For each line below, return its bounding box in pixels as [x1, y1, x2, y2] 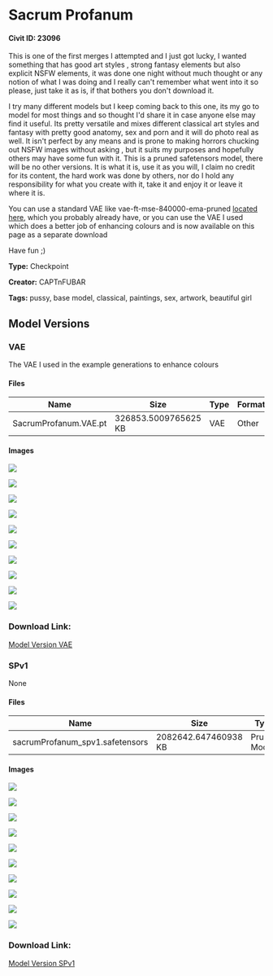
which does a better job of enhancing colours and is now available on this [8, 222, 255, 231]
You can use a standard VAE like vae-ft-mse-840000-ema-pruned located [8, 204, 258, 213]
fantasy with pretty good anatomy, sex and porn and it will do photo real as [8, 128, 259, 138]
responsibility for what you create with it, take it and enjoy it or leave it [8, 179, 243, 189]
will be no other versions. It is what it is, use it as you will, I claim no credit [8, 162, 255, 172]
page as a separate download [8, 230, 108, 240]
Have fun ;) [8, 246, 46, 256]
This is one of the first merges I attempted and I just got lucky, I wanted [8, 51, 247, 61]
